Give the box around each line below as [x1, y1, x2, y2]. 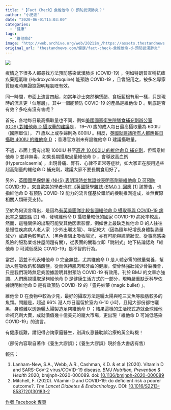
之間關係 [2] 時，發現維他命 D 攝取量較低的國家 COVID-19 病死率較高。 [14, 213, 163, 220]
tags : [5, 31, 17, 36]
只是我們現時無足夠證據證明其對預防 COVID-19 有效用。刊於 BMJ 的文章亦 [5, 269, 161, 275]
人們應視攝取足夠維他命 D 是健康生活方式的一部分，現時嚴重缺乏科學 [14, 276, 158, 282]
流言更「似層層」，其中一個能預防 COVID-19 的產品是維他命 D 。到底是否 [14, 100, 166, 106]
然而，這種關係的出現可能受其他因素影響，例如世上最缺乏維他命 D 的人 [5, 220, 154, 226]
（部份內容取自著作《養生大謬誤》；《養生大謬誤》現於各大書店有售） [5, 340, 148, 346]
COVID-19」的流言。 [5, 318, 48, 325]
